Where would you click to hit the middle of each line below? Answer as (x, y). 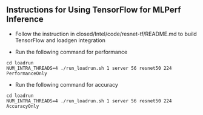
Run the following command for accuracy (66, 84)
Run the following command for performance (71, 52)
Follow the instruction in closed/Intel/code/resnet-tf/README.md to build (106, 34)
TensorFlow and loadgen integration (60, 40)
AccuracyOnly (23, 106)
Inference (25, 20)
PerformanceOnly (27, 73)
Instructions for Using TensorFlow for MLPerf (94, 10)
